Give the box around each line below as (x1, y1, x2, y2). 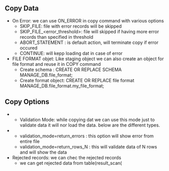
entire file (19, 138, 40, 144)
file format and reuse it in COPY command (12, 61, 101, 67)
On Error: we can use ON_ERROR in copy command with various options (12, 17, 164, 23)
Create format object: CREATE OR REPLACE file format (19, 77, 134, 83)
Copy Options (5, 97, 49, 106)
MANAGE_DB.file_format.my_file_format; (19, 83, 104, 89)
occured (19, 44, 38, 51)
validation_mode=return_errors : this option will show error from (19, 133, 154, 139)
